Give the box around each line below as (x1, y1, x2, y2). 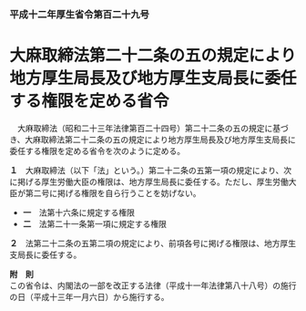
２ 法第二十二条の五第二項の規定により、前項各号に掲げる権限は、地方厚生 (9, 237, 297, 248)
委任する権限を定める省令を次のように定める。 (9, 145, 185, 156)
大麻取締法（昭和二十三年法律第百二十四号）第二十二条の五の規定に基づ (16, 122, 289, 133)
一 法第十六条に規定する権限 (22, 207, 135, 218)
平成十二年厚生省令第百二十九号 (9, 7, 150, 20)
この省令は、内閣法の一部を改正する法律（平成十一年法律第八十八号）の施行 (9, 280, 297, 291)
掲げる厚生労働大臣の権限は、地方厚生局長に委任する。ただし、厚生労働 (16, 176, 289, 187)
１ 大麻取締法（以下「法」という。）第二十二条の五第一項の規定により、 (9, 164, 284, 175)
